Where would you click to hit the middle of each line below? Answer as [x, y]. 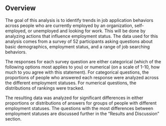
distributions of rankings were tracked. [45, 88]
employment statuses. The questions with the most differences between [79, 108]
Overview [21, 8]
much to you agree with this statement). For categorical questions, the [77, 72]
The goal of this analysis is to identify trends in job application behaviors [79, 20]
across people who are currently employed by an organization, [69, 25]
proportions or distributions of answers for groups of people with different [81, 103]
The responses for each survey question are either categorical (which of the [83, 61]
